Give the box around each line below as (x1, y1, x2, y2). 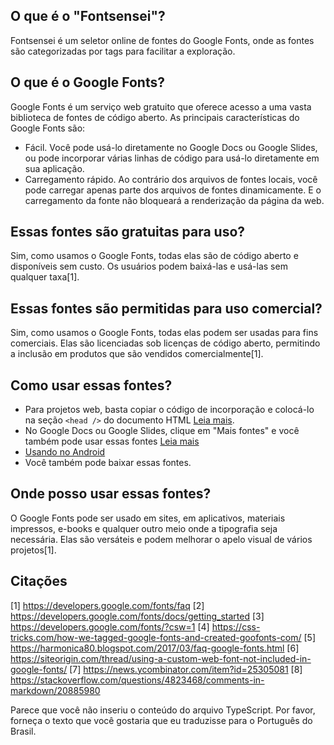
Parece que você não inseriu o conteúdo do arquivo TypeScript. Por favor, (10, 704, 316, 716)
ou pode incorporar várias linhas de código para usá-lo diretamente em (24, 152, 320, 164)
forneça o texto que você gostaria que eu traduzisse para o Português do (10, 714, 313, 726)
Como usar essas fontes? (10, 377, 173, 394)
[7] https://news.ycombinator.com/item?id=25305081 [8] (69, 663, 303, 675)
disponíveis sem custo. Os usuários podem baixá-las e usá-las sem (10, 260, 288, 273)
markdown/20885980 (10, 684, 101, 696)
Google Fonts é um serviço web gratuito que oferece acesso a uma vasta (10, 100, 312, 113)
